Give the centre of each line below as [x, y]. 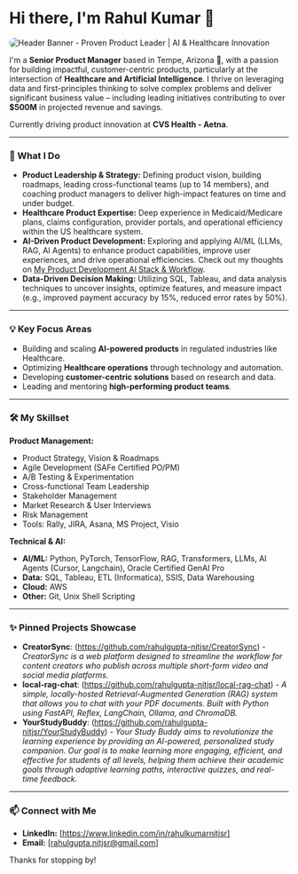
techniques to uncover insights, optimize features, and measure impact [152, 289]
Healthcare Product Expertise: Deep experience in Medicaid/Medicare [152, 213]
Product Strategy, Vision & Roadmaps [90, 457]
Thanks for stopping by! [53, 860]
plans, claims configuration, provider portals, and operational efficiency [153, 222]
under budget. [48, 203]
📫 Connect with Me [53, 811]
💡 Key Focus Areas [51, 330]
